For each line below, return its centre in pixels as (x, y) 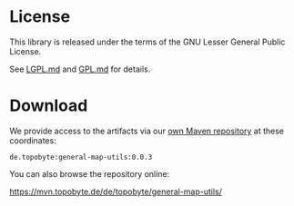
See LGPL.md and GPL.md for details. (80, 69)
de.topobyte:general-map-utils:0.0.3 (81, 157)
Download (49, 106)
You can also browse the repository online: (90, 173)
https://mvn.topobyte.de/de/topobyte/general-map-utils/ (116, 191)
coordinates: (33, 140)
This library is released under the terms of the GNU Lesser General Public (147, 42)
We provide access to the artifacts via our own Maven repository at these (147, 131)
